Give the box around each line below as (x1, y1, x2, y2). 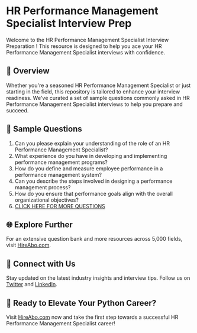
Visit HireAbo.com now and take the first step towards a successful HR (6, 313, 179, 321)
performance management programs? (14, 159, 108, 166)
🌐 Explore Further (6, 219, 73, 229)
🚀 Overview (6, 66, 50, 76)
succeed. (6, 106, 29, 114)
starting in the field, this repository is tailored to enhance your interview (6, 88, 180, 95)
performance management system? (14, 171, 102, 178)
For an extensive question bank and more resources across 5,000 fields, (6, 235, 183, 243)
